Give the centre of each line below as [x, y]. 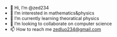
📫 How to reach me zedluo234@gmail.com [55, 29]
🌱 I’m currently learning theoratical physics [54, 18]
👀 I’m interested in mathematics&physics [52, 13]
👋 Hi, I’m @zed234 [30, 8]
